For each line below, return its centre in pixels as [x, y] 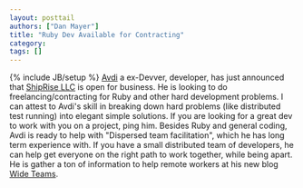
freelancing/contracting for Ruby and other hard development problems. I [147, 97]
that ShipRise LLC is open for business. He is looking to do [119, 87]
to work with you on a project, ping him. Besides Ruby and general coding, [148, 126]
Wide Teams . [34, 174]
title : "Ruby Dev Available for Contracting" [97, 35]
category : [28, 43]
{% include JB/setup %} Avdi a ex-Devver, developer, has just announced [147, 77]
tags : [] [26, 52]
